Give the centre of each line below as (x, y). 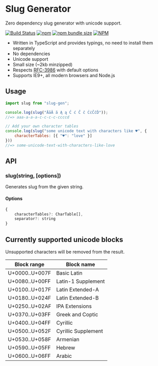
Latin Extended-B (77, 298)
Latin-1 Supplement (81, 281)
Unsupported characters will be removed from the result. (65, 252)
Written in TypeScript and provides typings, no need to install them (83, 43)
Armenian (68, 339)
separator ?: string (35, 219)
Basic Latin (69, 273)
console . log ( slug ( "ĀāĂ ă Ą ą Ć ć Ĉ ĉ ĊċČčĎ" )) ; (57, 112)
